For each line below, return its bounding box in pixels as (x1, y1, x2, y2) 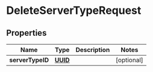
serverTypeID (9, 56, 49, 64)
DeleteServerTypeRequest (6, 4, 142, 18)
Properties (6, 28, 47, 38)
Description (75, 46, 110, 54)
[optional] (115, 56, 143, 64)
